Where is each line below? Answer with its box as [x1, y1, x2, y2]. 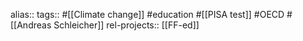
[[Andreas [10, 19, 52, 31]
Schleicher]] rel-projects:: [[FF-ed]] [53, 19, 200, 31]
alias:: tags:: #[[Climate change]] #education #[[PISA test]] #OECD [10, 9, 285, 20]
